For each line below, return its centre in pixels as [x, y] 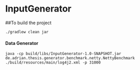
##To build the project [28, 23]
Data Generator [22, 43]
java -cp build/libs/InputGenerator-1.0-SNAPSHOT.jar [63, 54]
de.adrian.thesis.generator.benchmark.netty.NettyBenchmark [70, 58]
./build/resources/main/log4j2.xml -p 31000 [53, 63]
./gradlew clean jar [27, 32]
